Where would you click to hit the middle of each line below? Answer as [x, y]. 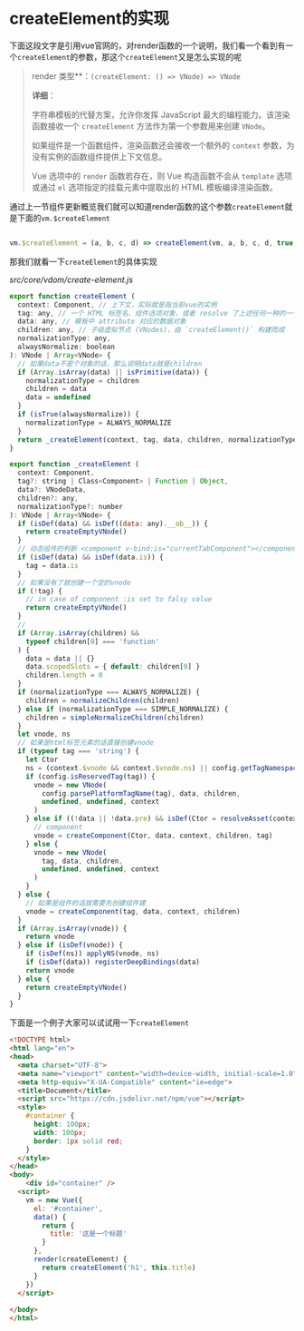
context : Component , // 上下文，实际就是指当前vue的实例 [117, 305]
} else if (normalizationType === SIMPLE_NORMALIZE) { [123, 709]
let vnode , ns [44, 734]
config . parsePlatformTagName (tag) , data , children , [142, 793]
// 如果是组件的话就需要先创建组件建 [86, 903]
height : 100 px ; [62, 1125]
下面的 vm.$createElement [63, 218]
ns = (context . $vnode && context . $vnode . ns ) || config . [133, 768]
